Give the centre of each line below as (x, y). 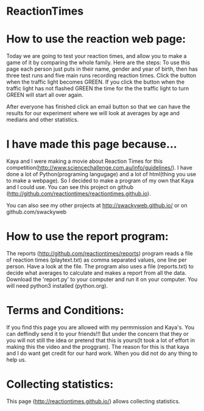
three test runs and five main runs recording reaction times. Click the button (101, 76)
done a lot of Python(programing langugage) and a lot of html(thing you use (101, 174)
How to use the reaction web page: (96, 39)
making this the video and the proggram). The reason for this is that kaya (98, 346)
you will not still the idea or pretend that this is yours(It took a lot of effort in (100, 340)
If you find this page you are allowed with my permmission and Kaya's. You (100, 327)
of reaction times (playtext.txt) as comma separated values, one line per (97, 260)
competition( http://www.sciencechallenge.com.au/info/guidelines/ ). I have (100, 168)
